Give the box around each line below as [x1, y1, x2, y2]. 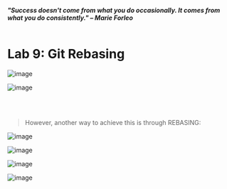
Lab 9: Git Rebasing [7, 46, 125, 63]
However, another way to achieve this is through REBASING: [24, 118, 201, 126]
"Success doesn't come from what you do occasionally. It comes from [7, 6, 221, 14]
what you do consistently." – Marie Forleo [7, 13, 134, 22]
